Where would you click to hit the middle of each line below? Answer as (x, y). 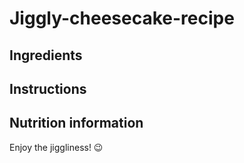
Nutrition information (76, 123)
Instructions (48, 88)
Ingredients (46, 55)
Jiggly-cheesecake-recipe (122, 18)
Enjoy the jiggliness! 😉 (56, 147)
